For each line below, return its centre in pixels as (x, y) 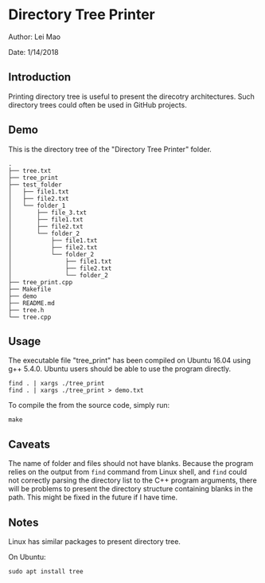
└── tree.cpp (30, 317)
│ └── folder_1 (37, 205)
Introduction (40, 77)
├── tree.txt (30, 170)
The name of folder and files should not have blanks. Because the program (131, 464)
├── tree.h (26, 310)
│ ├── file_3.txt (48, 213)
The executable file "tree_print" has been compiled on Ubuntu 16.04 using (130, 361)
